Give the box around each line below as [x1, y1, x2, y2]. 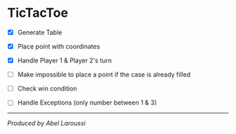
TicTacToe [7, 5, 69, 21]
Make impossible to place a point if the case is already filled [17, 70, 191, 79]
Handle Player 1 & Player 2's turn [17, 56, 112, 65]
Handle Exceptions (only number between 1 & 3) [17, 98, 157, 107]
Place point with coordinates [17, 42, 100, 51]
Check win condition [17, 84, 77, 93]
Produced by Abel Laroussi [7, 119, 86, 128]
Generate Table [17, 28, 63, 36]
